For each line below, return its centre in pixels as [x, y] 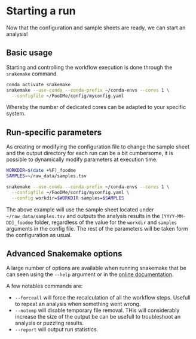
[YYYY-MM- [173, 216]
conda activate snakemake [38, 84]
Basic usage [29, 53]
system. [16, 113]
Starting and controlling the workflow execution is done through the [89, 67]
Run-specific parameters [54, 132]
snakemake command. [32, 74]
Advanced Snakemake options [64, 254]
